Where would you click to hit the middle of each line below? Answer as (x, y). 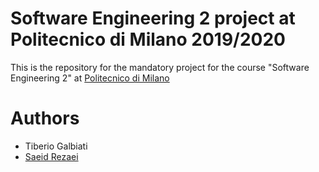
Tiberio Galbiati (56, 146)
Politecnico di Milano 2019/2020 (148, 39)
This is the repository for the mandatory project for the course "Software (160, 67)
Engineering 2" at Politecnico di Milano (90, 78)
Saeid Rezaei (51, 156)
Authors (45, 118)
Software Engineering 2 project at (153, 18)
